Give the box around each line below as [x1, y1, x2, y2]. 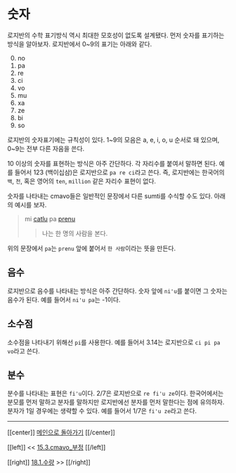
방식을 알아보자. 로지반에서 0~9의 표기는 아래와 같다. [7, 39, 152, 48]
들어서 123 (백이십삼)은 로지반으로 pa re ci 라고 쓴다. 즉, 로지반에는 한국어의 [14, 168, 225, 176]
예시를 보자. [14, 200, 47, 209]
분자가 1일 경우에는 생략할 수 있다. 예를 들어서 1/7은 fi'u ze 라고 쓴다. [7, 407, 197, 415]
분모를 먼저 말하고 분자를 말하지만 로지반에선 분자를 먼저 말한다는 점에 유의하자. [7, 398, 225, 406]
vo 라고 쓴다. [7, 346, 40, 355]
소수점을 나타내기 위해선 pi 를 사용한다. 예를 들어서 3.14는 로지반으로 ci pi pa [7, 338, 221, 346]
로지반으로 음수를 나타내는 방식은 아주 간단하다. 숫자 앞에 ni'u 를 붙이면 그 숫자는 [7, 286, 228, 295]
